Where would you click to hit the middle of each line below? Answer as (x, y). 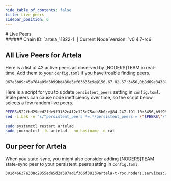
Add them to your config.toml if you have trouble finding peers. (84, 73)
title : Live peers (25, 15)
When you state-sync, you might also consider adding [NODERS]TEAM (80, 159)
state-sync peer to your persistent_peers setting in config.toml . (72, 164)
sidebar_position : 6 (27, 19)
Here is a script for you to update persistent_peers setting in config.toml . (83, 92)
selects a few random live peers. (39, 103)
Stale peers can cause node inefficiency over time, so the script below (79, 98)
